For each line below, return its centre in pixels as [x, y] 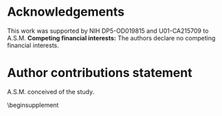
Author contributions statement [100, 73]
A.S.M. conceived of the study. [51, 91]
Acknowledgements [66, 12]
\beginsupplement [33, 105]
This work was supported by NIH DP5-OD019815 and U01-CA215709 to [108, 31]
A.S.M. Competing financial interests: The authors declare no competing [111, 38]
